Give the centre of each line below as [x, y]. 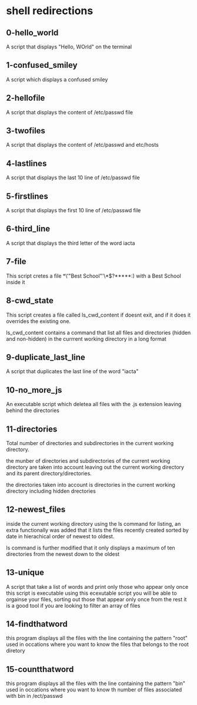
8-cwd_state [30, 301]
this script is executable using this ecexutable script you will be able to [92, 593]
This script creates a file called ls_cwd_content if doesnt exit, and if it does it [98, 315]
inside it [16, 282]
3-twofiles [26, 131]
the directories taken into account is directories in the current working [91, 485]
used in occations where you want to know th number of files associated [94, 690]
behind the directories [33, 410]
